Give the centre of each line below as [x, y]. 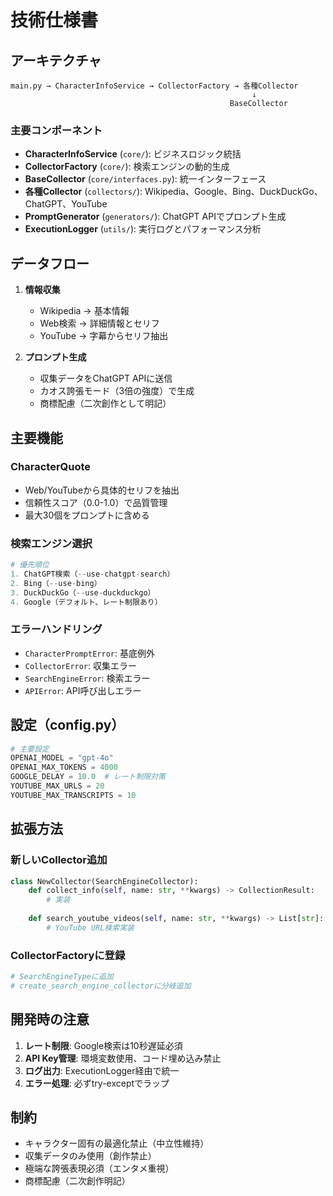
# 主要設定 [30, 749]
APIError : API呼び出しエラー [83, 690]
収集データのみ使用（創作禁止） [90, 1156]
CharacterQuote [51, 467]
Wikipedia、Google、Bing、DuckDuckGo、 [233, 192]
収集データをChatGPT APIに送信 [106, 378]
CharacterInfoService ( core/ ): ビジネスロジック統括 [133, 154]
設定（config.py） [67, 725]
